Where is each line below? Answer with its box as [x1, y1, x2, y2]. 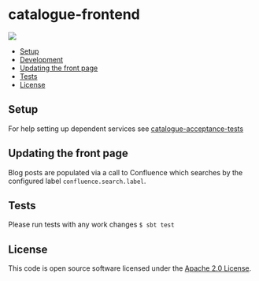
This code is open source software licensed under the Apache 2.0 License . [8, 264, 252, 273]
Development [19, 54, 64, 64]
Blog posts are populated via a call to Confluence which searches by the [8, 167, 243, 177]
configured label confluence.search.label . [8, 176, 146, 185]
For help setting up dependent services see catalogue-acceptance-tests [8, 124, 244, 133]
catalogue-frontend [8, 6, 140, 24]
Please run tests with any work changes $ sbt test [8, 219, 175, 230]
